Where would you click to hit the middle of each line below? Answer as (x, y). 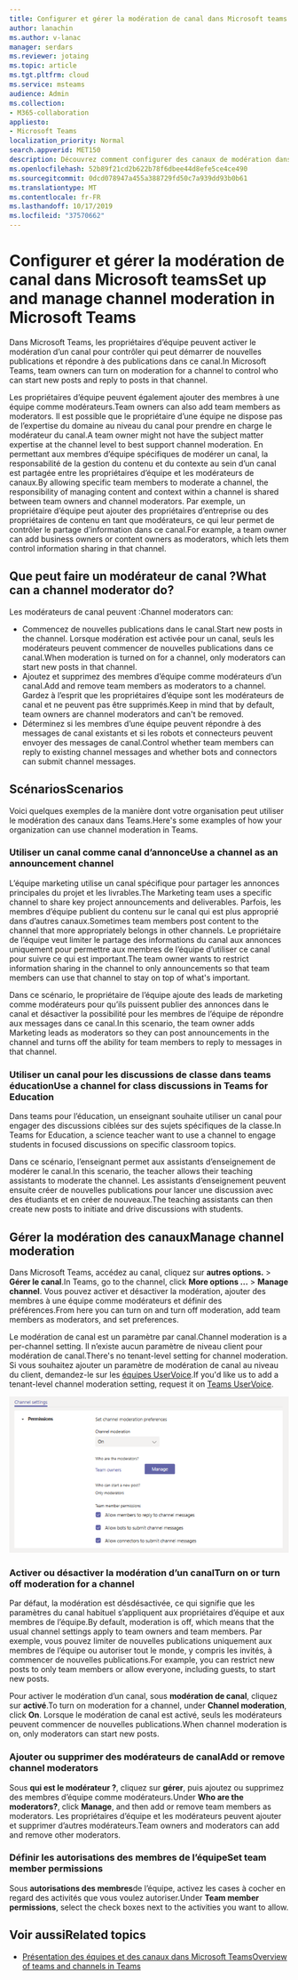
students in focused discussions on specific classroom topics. (123, 1145)
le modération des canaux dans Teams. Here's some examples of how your (145, 820)
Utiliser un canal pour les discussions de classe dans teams (141, 1075)
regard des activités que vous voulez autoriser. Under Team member (134, 1897)
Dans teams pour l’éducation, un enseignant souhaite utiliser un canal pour (145, 1116)
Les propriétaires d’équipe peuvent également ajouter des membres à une (144, 397)
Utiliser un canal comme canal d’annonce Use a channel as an (144, 852)
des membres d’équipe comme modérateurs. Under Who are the (126, 1797)
